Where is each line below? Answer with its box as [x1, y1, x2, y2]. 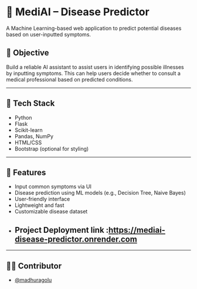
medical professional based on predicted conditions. [6, 76, 133, 83]
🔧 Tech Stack [6, 98, 55, 108]
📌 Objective [6, 48, 49, 58]
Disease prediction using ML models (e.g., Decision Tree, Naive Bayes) [14, 189, 186, 196]
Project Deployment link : [14, 225, 109, 235]
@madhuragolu [14, 277, 52, 283]
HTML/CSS [14, 139, 42, 146]
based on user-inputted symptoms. [6, 30, 91, 38]
